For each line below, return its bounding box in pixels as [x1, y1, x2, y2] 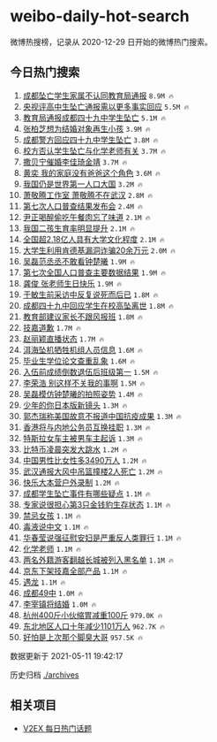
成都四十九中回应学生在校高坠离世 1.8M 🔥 [22, 300, 175, 310]
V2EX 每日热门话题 [22, 723, 92, 733]
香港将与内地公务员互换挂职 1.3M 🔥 [22, 422, 151, 432]
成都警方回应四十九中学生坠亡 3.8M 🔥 [22, 134, 159, 145]
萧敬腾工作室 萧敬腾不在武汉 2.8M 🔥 [22, 189, 153, 200]
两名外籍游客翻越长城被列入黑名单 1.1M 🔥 [22, 555, 175, 565]
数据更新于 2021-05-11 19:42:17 [10, 650, 123, 661]
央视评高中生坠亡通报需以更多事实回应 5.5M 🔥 [22, 101, 190, 111]
